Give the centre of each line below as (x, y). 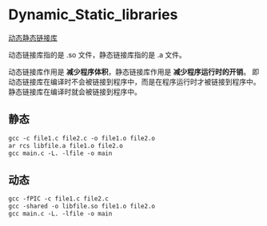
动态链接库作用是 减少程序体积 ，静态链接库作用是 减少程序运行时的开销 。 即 (134, 71)
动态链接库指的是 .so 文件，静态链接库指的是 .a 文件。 (97, 54)
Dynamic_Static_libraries (93, 15)
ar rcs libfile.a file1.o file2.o (66, 145)
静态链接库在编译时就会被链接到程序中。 (75, 91)
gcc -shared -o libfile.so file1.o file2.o (82, 206)
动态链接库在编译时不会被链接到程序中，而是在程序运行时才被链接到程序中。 (134, 81)
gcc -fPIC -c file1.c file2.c (59, 199)
